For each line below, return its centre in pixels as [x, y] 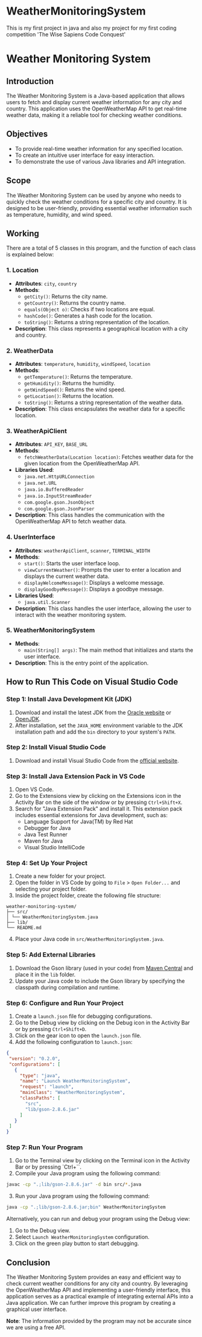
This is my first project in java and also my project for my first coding [91, 28]
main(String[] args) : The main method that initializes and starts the [109, 650]
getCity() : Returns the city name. [66, 296]
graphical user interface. [37, 1309]
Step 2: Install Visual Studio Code [56, 748]
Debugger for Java [47, 828]
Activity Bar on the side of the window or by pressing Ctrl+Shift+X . [99, 802]
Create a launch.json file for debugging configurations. [84, 1017]
